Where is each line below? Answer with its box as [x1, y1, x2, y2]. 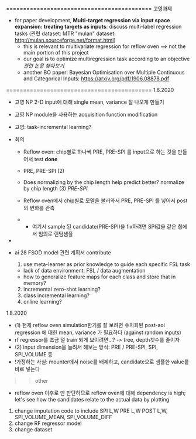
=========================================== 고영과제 [6, 5, 173, 12]
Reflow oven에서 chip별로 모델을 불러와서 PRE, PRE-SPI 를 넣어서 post [23, 197, 188, 204]
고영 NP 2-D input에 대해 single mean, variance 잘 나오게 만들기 [14, 98, 165, 106]
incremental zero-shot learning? [23, 286, 101, 292]
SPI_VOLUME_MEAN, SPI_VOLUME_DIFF [14, 414, 112, 420]
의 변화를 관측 [23, 205, 55, 211]
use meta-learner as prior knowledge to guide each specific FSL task [23, 261, 190, 268]
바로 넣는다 [14, 366, 40, 372]
